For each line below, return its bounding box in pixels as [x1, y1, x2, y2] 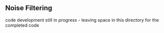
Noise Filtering [5, 4, 52, 12]
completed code [5, 22, 39, 28]
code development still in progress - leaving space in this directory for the [5, 17, 159, 23]
